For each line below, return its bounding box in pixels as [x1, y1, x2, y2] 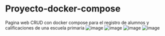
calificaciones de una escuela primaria [5, 24, 85, 30]
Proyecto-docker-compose [5, 3, 121, 14]
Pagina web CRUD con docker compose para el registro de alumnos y [5, 19, 149, 25]
